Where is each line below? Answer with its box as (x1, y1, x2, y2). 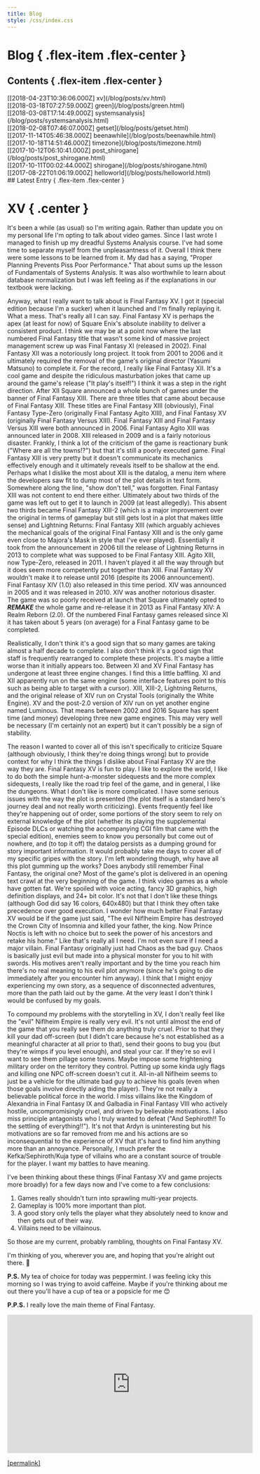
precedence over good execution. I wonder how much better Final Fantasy (7, 907, 223, 915)
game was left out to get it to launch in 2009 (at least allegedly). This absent (7, 498, 227, 507)
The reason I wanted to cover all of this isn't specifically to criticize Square (7, 742, 223, 751)
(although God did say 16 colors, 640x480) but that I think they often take (7, 899, 219, 907)
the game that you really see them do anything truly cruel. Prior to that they (7, 1025, 224, 1033)
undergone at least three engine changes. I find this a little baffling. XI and (7, 669, 221, 678)
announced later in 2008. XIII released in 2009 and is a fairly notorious (7, 432, 211, 440)
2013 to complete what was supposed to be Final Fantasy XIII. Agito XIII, (7, 551, 216, 560)
